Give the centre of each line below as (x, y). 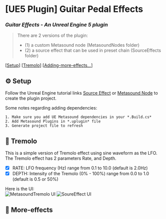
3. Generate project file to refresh (44, 126)
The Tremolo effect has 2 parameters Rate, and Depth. (61, 158)
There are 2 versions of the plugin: (53, 35)
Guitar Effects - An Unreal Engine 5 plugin (56, 25)
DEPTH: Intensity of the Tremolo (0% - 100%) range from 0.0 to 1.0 (81, 174)
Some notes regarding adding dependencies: (51, 108)
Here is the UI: (20, 189)
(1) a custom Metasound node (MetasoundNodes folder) (82, 45)
